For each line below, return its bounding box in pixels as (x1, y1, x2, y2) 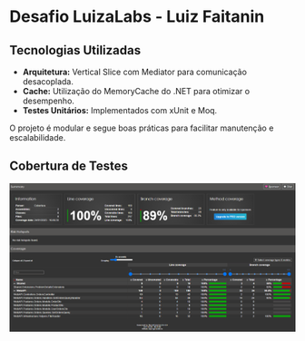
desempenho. (22, 95, 75, 106)
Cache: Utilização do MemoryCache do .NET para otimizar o (22, 86, 251, 96)
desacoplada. (22, 76, 74, 87)
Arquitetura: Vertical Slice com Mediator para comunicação (22, 66, 248, 77)
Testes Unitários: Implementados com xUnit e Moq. (22, 105, 218, 115)
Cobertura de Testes (9, 159, 129, 174)
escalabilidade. (9, 132, 66, 142)
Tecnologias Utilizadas (9, 43, 142, 58)
